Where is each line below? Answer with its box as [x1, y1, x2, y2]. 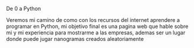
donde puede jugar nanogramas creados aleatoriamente [6, 36, 144, 42]
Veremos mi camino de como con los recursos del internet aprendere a [6, 17, 180, 23]
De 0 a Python [6, 5, 42, 12]
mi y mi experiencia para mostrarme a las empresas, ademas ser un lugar [6, 29, 186, 36]
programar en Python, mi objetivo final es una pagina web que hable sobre [6, 23, 189, 30]
